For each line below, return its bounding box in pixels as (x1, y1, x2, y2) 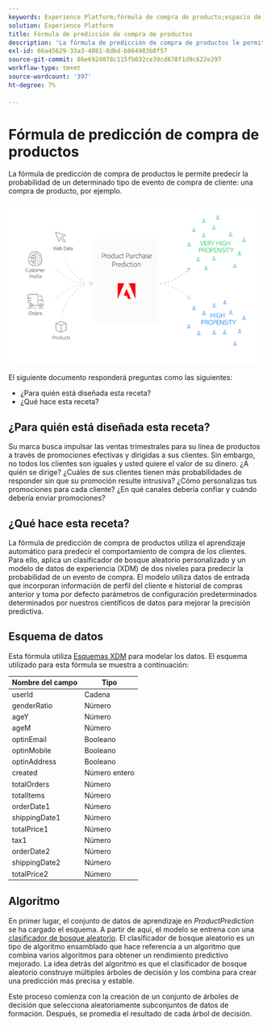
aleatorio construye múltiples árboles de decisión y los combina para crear (8, 967, 256, 977)
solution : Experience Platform (8, 21, 114, 30)
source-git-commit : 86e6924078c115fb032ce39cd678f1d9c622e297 (8, 56, 222, 64)
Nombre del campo (11, 678, 78, 687)
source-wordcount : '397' (8, 73, 92, 81)
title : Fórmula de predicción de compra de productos (8, 30, 194, 38)
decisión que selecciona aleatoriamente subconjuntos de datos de (8, 1000, 229, 1010)
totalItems (11, 790, 45, 800)
